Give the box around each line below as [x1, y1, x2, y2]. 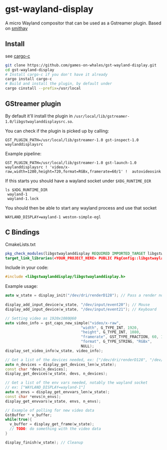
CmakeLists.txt [5, 241, 36, 247]
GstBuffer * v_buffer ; [5, 413, 52, 418]
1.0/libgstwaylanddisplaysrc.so [5, 119, 72, 124]
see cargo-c [5, 53, 31, 59]
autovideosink [132, 169, 162, 174]
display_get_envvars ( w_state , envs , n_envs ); [5, 399, 101, 404]
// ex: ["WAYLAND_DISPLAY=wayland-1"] [5, 385, 85, 390]
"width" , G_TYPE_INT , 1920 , [81, 325, 139, 330]
